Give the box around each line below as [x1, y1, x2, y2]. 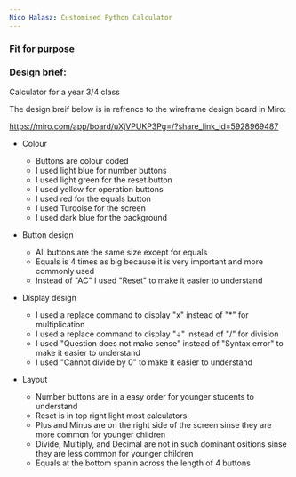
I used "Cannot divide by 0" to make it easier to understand [35, 357, 253, 368]
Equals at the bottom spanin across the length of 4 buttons [35, 457, 251, 468]
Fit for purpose [9, 42, 76, 54]
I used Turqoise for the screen [35, 202, 147, 214]
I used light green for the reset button [35, 174, 173, 185]
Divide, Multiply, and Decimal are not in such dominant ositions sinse [35, 438, 287, 449]
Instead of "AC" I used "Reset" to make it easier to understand [35, 275, 263, 286]
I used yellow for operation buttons [35, 183, 164, 194]
